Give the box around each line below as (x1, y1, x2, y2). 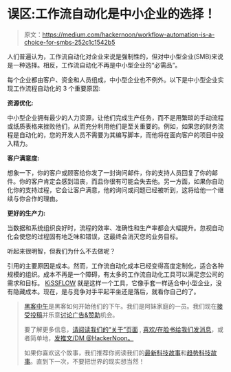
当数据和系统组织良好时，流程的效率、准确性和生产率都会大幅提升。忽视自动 (7, 223, 224, 231)
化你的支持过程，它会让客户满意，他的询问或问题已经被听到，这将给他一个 (7, 185, 218, 194)
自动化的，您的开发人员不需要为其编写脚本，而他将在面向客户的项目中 (19, 130, 218, 138)
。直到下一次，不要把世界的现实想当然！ (30, 357, 145, 365)
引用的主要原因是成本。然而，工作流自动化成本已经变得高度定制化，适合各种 (7, 261, 224, 269)
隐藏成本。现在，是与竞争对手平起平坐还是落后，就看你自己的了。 (12, 287, 200, 296)
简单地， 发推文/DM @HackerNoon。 (30, 333, 134, 342)
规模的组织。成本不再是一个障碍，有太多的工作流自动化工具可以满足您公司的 (7, 270, 224, 278)
